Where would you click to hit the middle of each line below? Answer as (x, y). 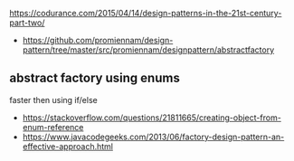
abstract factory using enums (95, 78)
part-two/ (27, 23)
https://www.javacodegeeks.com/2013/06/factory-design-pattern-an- (153, 137)
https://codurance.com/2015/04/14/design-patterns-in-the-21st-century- (146, 13)
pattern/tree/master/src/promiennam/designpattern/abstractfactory (148, 50)
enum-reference (53, 127)
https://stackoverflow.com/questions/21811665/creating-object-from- (152, 118)
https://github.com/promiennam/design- (98, 40)
